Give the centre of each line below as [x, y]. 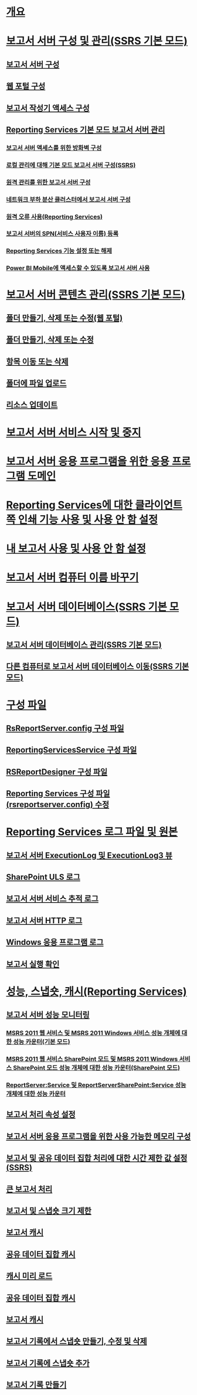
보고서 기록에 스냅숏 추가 [48, 1363]
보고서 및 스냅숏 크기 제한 [49, 1211]
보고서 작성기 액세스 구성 [48, 108]
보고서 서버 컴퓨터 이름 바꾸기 [72, 578]
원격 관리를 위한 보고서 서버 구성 [48, 182]
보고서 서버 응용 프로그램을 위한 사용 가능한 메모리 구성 [98, 1136]
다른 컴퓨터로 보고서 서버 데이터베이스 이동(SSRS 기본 [98, 667]
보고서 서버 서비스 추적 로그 [52, 899]
